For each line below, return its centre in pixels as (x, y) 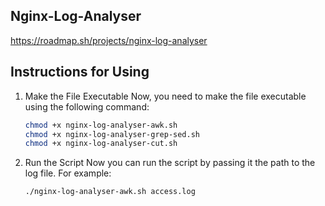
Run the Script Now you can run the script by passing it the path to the (170, 163)
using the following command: (87, 106)
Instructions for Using (80, 72)
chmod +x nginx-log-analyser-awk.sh (101, 125)
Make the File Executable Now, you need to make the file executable (165, 96)
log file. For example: (68, 173)
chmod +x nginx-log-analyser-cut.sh (101, 144)
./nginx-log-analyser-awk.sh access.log (110, 192)
